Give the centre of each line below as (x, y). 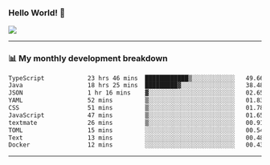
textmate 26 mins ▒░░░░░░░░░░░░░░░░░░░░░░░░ (122, 123)
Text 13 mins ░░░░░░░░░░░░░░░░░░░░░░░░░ (122, 138)
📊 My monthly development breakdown (88, 58)
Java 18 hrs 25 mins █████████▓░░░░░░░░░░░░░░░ (122, 86)
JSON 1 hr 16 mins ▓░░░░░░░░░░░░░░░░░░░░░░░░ (122, 93)
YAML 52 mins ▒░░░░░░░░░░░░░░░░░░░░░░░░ (122, 101)
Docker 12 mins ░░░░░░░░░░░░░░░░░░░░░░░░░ (122, 145)
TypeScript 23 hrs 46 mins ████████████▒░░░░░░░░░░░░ (122, 78)
